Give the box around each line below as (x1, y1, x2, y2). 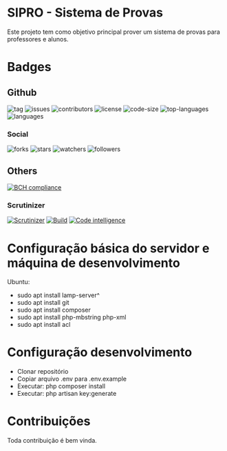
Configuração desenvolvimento (7, 345, 193, 360)
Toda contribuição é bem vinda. (7, 437, 98, 445)
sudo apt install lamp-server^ (17, 291, 100, 299)
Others (7, 165, 38, 177)
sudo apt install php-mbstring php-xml (17, 313, 127, 321)
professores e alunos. (7, 34, 69, 43)
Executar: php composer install (17, 382, 105, 390)
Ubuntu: (7, 278, 30, 286)
